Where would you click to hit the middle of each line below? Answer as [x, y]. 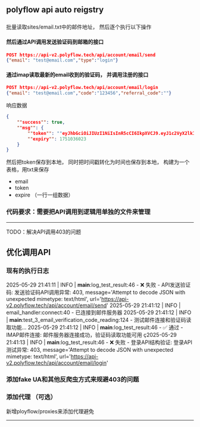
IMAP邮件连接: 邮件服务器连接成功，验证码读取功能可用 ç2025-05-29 [91, 335]
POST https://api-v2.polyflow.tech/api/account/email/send [81, 55]
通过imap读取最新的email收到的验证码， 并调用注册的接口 [77, 75]
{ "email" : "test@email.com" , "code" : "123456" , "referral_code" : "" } [89, 93]
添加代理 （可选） [31, 397]
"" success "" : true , [41, 122]
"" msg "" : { [30, 128]
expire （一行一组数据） [44, 195]
